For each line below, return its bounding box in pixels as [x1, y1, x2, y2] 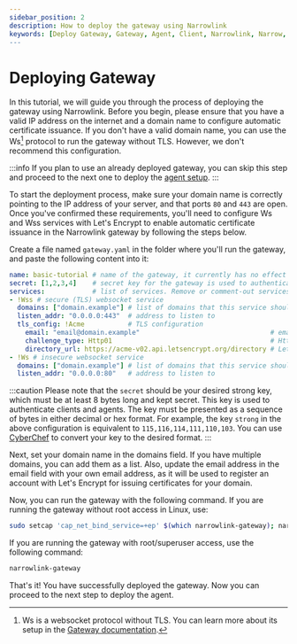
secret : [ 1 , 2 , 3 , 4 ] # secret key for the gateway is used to [9, 278, 247, 288]
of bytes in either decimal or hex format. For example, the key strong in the [9, 414, 281, 424]
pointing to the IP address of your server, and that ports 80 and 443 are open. [9, 198, 288, 209]
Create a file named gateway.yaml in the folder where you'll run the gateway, [9, 244, 286, 254]
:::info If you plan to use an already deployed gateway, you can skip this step [9, 162, 288, 173]
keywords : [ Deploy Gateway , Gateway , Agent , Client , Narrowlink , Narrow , [9, 29, 287, 38]
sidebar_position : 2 [9, 12, 86, 22]
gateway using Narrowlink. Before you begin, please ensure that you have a [9, 106, 285, 117]
